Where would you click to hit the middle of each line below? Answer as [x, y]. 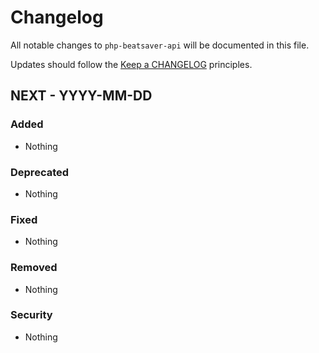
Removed [34, 268]
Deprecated [40, 172]
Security [31, 315]
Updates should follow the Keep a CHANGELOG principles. [131, 64]
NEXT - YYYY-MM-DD [81, 96]
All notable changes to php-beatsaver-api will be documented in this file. [160, 45]
